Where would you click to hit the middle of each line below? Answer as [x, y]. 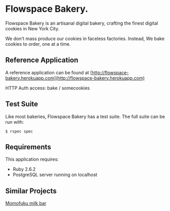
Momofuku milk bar [26, 203]
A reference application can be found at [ [49, 72]
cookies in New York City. [33, 28]
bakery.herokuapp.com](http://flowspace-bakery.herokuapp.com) [75, 78]
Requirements [28, 147]
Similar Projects [31, 191]
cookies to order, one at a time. [38, 44]
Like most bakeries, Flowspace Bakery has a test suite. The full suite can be [85, 117]
